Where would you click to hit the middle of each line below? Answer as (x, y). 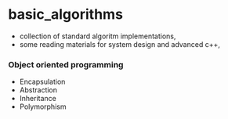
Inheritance (38, 99)
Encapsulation (42, 82)
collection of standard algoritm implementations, (98, 36)
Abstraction (38, 90)
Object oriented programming (66, 64)
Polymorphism (43, 106)
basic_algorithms (66, 14)
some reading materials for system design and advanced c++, (120, 44)
